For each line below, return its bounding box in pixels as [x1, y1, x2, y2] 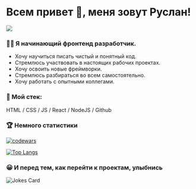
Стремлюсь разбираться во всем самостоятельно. [14, 72, 146, 79]
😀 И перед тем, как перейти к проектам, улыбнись [6, 163, 163, 171]
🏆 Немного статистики [6, 121, 78, 130]
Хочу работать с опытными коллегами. [14, 78, 115, 85]
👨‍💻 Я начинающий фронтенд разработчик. [6, 39, 137, 47]
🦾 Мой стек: [6, 93, 43, 101]
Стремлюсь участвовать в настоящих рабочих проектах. [14, 59, 161, 66]
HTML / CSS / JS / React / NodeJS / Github [6, 106, 112, 113]
